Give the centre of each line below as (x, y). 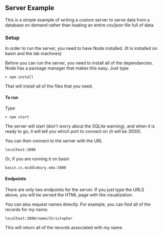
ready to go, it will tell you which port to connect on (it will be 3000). (73, 131)
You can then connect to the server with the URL (54, 141)
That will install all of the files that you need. (49, 86)
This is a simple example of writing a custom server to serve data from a (77, 20)
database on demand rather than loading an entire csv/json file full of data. (80, 25)
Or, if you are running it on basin (37, 159)
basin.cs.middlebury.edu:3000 (36, 168)
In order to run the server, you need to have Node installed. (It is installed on (81, 48)
